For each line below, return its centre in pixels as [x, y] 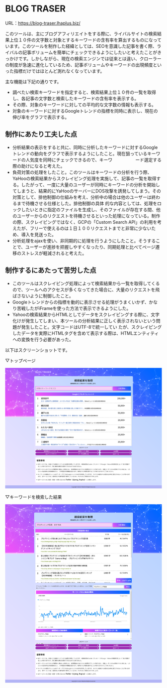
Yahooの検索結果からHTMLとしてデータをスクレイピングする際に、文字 [86, 314]
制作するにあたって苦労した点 [51, 270]
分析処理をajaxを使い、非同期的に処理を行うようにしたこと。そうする [84, 241]
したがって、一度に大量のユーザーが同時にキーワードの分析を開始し [91, 184]
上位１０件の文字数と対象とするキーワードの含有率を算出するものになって [85, 40]
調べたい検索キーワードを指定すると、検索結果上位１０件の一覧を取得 [84, 92]
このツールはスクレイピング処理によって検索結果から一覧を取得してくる [86, 283]
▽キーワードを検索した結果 [34, 497]
